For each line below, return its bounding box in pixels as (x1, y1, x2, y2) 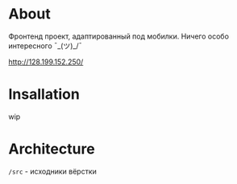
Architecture (8, 140, 95, 158)
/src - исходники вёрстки (8, 166, 97, 176)
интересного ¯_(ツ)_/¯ (8, 41, 82, 51)
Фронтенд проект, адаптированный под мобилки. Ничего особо (8, 31, 230, 41)
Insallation (8, 85, 81, 104)
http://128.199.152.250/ (8, 57, 84, 67)
